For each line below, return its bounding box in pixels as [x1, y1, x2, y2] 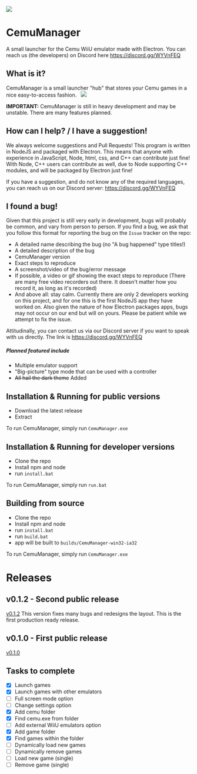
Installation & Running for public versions [6, 391, 161, 401]
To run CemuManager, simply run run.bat [6, 481, 107, 488]
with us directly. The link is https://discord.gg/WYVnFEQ [6, 334, 143, 341]
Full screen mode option [14, 695, 74, 702]
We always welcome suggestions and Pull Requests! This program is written [6, 141, 191, 149]
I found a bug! [6, 201, 58, 211]
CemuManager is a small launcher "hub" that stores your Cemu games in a [6, 84, 187, 91]
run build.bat [14, 533, 48, 540]
